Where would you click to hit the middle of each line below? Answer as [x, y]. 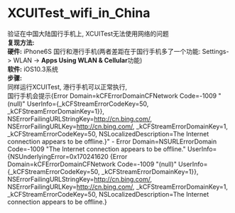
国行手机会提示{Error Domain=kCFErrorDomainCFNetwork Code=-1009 [112, 95]
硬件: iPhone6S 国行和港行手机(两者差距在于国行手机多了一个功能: [104, 51]
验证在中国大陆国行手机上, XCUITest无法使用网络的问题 [88, 33]
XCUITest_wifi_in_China [79, 13]
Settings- [215, 51]
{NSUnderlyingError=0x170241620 [58, 156]
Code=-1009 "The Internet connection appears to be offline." [97, 149]
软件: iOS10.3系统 [33, 69]
